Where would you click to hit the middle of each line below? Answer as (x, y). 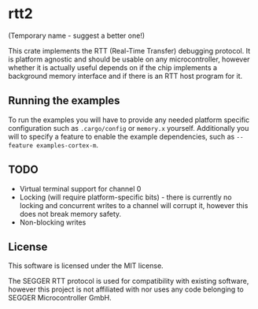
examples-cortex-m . (68, 145)
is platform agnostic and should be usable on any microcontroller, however (129, 59)
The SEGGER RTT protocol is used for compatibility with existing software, (129, 281)
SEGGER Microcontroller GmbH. (60, 298)
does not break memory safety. (70, 214)
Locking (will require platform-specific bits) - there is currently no (125, 197)
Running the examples (64, 101)
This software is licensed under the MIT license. (86, 266)
